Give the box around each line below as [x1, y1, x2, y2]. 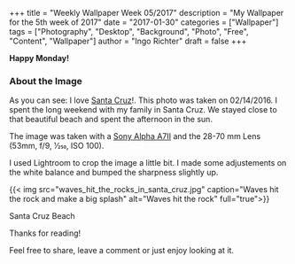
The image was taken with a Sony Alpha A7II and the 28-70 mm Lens [9, 131, 261, 142]
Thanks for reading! [9, 228, 82, 238]
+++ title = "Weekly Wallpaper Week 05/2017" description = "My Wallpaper [9, 8, 284, 18]
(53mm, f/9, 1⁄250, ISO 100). [9, 141, 105, 151]
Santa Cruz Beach [9, 211, 75, 221]
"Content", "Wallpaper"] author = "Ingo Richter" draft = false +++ [9, 35, 247, 46]
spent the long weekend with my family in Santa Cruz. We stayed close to [9, 105, 277, 115]
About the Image [9, 74, 82, 87]
